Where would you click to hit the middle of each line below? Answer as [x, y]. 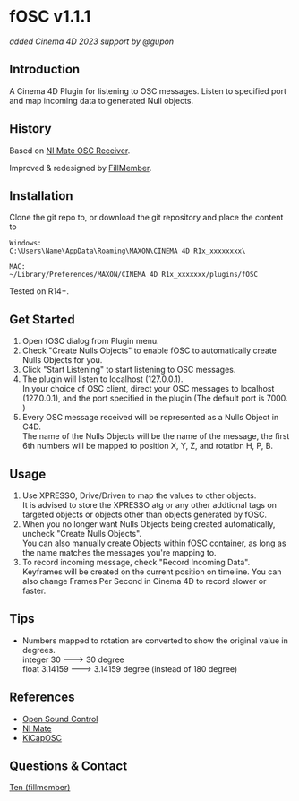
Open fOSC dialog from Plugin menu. [90, 341]
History [30, 129]
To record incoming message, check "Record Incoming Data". [136, 562]
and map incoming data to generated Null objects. [102, 100]
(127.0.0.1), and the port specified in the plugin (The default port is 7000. [155, 398]
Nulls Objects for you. [62, 360]
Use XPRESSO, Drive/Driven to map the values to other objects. [139, 495]
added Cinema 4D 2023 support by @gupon [92, 41]
